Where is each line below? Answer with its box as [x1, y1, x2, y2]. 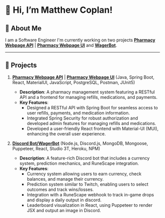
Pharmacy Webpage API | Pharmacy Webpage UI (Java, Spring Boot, [12, 74, 155, 80]
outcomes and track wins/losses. [27, 187, 94, 192]
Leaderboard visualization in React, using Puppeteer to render [27, 202, 153, 208]
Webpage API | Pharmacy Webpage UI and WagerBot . [5, 42, 117, 48]
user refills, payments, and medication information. [27, 110, 130, 116]
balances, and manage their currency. [27, 176, 104, 182]
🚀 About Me [5, 24, 42, 32]
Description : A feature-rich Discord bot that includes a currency [19, 155, 150, 161]
